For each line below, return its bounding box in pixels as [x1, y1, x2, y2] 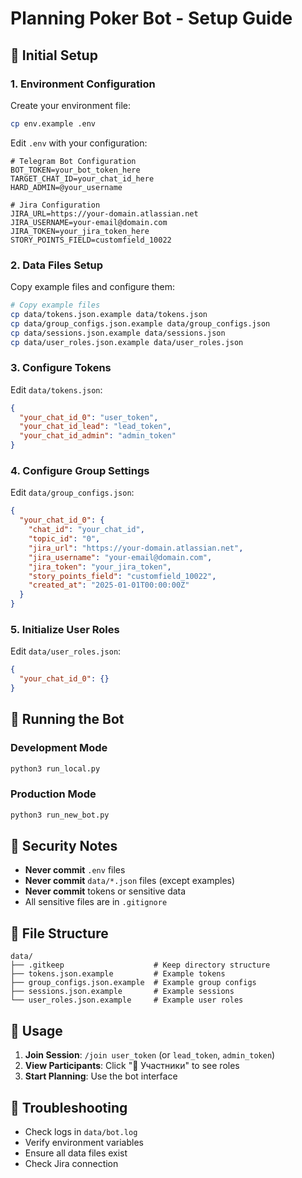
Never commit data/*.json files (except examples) [24, 875, 236, 887]
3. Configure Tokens [10, 361, 112, 375]
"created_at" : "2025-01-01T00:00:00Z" [28, 580, 190, 591]
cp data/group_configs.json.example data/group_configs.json [10, 318, 271, 329]
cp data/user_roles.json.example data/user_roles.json [10, 337, 244, 347]
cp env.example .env [10, 118, 97, 129]
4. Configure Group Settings [10, 464, 150, 478]
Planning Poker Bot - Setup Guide [10, 7, 293, 30]
